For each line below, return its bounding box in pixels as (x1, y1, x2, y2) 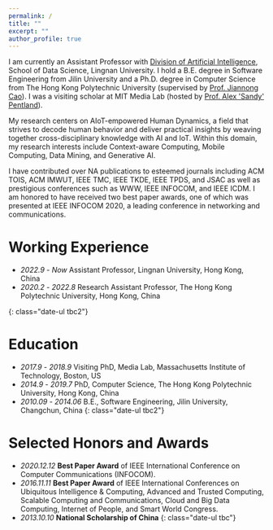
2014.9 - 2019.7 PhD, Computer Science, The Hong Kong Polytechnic (19, 379, 253, 389)
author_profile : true (8, 34, 82, 43)
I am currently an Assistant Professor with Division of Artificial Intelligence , (8, 57, 258, 67)
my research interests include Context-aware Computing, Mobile (8, 142, 225, 151)
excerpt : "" (8, 27, 49, 35)
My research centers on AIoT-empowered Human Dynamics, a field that (8, 116, 249, 126)
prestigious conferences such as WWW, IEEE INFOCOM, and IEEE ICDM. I (8, 184, 256, 194)
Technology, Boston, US (19, 371, 102, 381)
